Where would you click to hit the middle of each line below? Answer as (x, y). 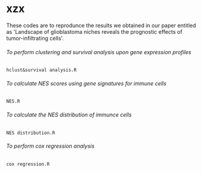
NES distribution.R (31, 133)
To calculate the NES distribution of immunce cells (69, 115)
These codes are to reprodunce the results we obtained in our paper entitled (101, 25)
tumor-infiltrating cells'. (35, 38)
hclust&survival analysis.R (42, 70)
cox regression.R (28, 164)
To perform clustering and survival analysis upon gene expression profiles (99, 52)
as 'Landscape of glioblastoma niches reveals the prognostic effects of (94, 31)
